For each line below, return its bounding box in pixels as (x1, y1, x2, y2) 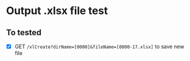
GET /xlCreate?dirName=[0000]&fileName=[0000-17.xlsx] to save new (14, 43, 185, 50)
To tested (6, 28, 42, 38)
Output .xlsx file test (6, 4, 108, 18)
